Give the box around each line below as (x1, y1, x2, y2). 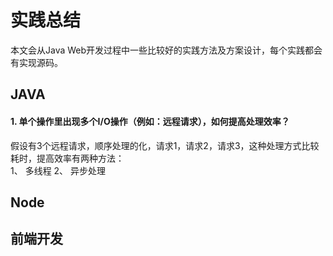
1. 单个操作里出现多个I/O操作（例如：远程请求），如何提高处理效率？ (10, 115, 290, 127)
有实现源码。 (10, 56, 63, 68)
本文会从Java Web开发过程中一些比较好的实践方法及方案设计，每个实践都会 (10, 44, 323, 56)
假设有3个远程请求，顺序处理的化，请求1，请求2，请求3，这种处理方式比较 (10, 139, 320, 151)
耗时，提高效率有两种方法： (10, 152, 125, 164)
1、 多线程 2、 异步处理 (10, 164, 107, 176)
